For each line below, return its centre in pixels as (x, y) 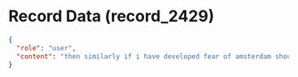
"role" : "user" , (46, 48)
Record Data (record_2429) (111, 16)
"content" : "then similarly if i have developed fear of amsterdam (144, 56)
